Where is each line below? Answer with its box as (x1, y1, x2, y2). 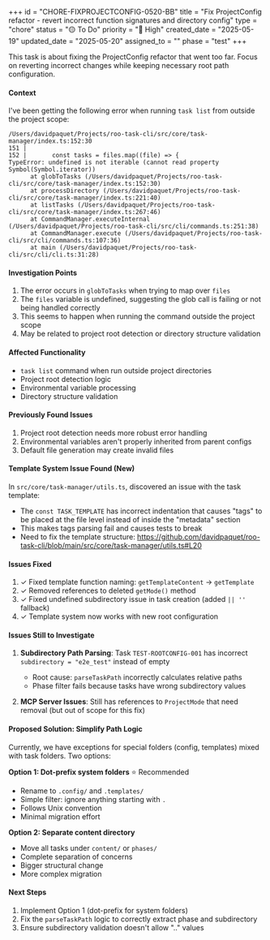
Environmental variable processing (19, 383, 136, 393)
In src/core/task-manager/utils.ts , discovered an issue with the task (8, 482, 242, 491)
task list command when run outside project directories (19, 365, 212, 376)
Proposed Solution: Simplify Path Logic (8, 724, 144, 734)
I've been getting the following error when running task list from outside (8, 105, 255, 116)
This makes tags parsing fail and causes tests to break (19, 523, 203, 534)
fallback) (19, 603, 50, 613)
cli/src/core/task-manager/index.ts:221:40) (8, 194, 161, 202)
